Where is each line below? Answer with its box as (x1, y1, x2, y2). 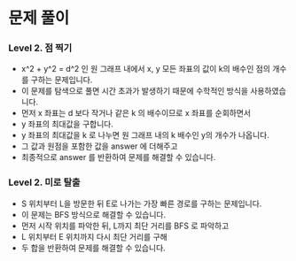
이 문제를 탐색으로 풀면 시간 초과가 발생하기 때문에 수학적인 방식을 (20, 86, 249, 96)
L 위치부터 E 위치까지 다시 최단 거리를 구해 (20, 231, 167, 242)
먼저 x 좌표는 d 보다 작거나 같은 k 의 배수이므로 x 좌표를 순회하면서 (20, 108, 252, 119)
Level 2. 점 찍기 (8, 42, 73, 54)
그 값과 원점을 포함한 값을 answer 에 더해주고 (20, 141, 178, 151)
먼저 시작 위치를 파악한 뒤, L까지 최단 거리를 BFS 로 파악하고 (20, 220, 230, 231)
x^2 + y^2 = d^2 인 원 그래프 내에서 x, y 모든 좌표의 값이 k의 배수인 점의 (20, 64, 271, 74)
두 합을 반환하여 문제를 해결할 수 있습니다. (20, 242, 166, 253)
